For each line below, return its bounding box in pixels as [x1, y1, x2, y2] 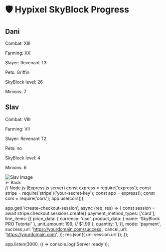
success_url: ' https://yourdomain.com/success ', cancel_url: [5, 226, 127, 232]
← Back [5, 179, 21, 185]
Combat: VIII [5, 116, 31, 122]
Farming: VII [5, 126, 30, 132]
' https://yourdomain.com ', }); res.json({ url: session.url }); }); [5, 231, 129, 237]
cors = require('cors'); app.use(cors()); [5, 195, 85, 201]
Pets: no [5, 145, 22, 151]
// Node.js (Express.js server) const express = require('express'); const [5, 185, 151, 191]
